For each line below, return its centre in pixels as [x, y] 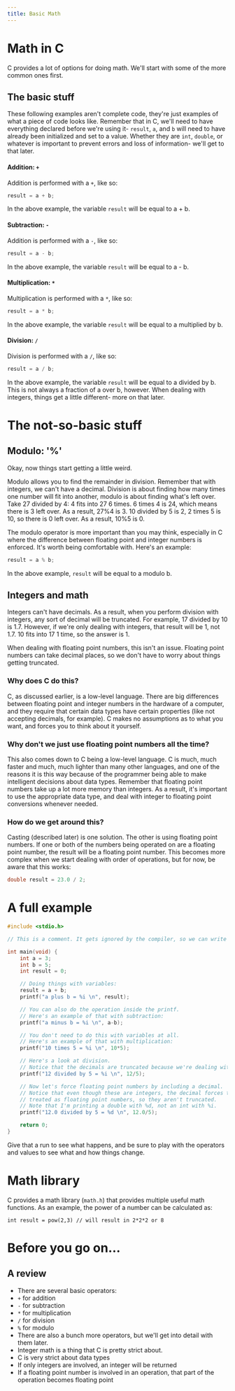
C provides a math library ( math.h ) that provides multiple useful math [106, 1200]
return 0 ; [34, 1125]
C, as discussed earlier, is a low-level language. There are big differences [113, 696]
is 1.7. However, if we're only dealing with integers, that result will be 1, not [114, 627]
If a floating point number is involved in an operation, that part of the [116, 1372]
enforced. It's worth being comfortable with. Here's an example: [99, 547]
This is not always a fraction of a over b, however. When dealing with [107, 390]
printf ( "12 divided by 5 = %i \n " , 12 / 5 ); [83, 1074]
